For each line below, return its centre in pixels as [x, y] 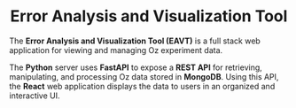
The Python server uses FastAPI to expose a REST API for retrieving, [136, 67]
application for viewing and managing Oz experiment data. [116, 50]
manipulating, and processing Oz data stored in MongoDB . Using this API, [144, 76]
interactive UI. [35, 96]
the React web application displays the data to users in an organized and [142, 86]
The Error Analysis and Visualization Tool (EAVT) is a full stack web [135, 41]
